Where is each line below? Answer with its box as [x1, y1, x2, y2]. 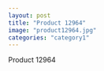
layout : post [8, 11, 51, 20]
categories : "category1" [8, 33, 90, 42]
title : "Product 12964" [8, 19, 87, 27]
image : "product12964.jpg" [8, 26, 97, 34]
